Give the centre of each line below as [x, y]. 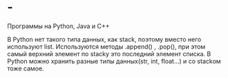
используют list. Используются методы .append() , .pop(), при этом [106, 47]
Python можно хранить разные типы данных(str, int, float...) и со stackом [114, 61]
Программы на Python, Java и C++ [58, 26]
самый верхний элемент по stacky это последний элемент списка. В [109, 53]
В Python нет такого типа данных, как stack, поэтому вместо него [104, 39]
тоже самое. [26, 68]
